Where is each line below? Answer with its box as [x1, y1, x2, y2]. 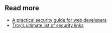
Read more [5, 4, 40, 12]
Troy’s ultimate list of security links [12, 22, 84, 28]
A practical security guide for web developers [12, 17, 107, 23]
